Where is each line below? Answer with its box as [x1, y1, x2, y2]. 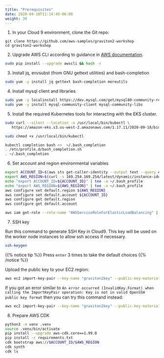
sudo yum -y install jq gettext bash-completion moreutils [5, 79, 128, 84]
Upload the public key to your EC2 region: [5, 266, 89, 272]
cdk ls [5, 349, 19, 354]
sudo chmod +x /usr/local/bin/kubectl [5, 133, 84, 139]
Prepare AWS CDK [12, 312, 50, 318]
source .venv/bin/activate [5, 326, 60, 331]
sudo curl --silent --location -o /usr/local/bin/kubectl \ [5, 120, 130, 125]
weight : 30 [5, 16, 27, 21]
